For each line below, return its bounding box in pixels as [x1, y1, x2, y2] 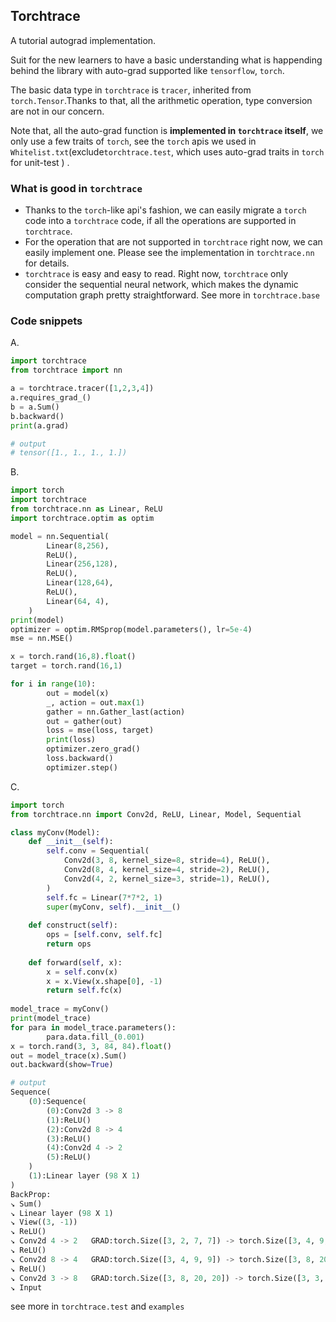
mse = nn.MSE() [10, 634, 74, 644]
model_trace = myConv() [10, 1004, 110, 1014]
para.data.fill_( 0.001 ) [46, 1032, 145, 1042]
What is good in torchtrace [10, 181, 143, 195]
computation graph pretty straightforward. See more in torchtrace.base [24, 289, 320, 301]
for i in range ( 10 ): [10, 679, 97, 689]
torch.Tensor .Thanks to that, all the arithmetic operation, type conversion [10, 94, 313, 106]
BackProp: [10, 1189, 52, 1199]
